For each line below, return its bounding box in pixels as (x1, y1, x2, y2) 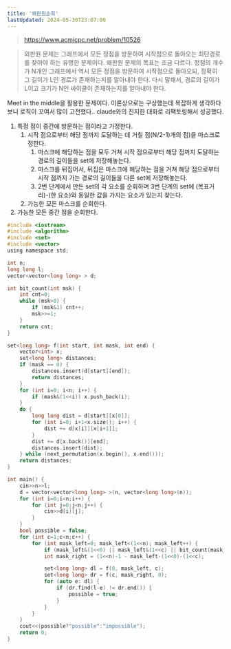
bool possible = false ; (19, 527, 88, 534)
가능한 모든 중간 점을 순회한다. (16, 208, 98, 216)
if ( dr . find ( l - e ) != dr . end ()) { (56, 584, 153, 591)
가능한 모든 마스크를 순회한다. (27, 199, 107, 207)
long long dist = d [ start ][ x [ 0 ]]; (32, 412, 131, 420)
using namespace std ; (7, 247, 69, 254)
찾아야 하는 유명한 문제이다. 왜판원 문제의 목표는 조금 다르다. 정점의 (31, 58, 211, 66)
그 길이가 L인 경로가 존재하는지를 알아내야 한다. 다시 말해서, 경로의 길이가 (23, 75, 220, 83)
